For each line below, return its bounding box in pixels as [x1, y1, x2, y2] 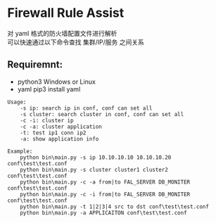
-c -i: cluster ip [20, 117, 74, 124]
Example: [7, 148, 33, 155]
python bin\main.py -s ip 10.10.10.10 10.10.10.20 [20, 153, 172, 161]
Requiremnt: [7, 58, 63, 71]
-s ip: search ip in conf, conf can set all [20, 104, 153, 112]
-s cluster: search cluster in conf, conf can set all [20, 110, 184, 117]
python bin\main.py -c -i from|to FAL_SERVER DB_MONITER [20, 191, 191, 198]
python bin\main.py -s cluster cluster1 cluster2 [20, 166, 169, 173]
